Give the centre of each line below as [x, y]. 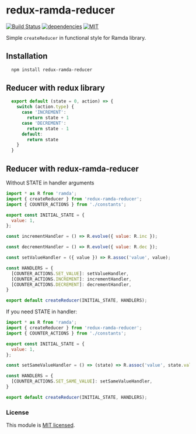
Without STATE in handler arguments [50, 183]
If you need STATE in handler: [42, 312]
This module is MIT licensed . [41, 425]
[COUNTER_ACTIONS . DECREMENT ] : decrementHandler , [71, 285]
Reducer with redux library [55, 88]
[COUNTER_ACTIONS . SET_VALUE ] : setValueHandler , [70, 274]
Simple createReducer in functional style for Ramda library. [76, 37]
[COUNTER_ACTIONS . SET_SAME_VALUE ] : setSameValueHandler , [82, 381]
